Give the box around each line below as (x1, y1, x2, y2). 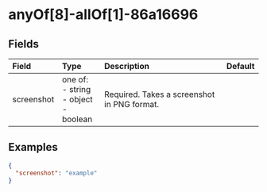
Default (226, 61, 255, 71)
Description (104, 61, 149, 71)
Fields (8, 37, 40, 51)
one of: (62, 74, 89, 85)
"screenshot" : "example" (15, 169, 98, 177)
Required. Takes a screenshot (104, 89, 215, 100)
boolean (62, 113, 93, 125)
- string (62, 84, 91, 94)
